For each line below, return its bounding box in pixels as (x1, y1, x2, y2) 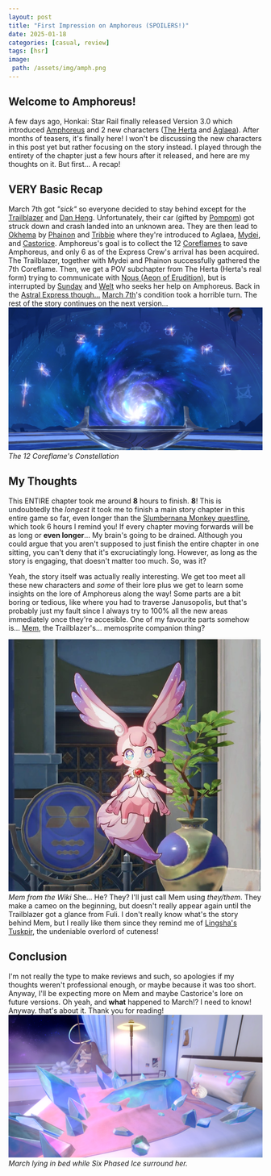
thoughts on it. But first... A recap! (8, 159, 121, 169)
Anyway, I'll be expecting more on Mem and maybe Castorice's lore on (8, 988, 244, 998)
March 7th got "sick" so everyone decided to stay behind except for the (8, 204, 247, 214)
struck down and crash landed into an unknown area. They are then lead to (8, 221, 258, 231)
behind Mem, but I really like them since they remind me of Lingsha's (8, 918, 238, 928)
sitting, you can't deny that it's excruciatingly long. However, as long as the (8, 547, 258, 557)
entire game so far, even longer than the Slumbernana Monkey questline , (8, 513, 250, 523)
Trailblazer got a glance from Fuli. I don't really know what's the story (8, 909, 239, 919)
